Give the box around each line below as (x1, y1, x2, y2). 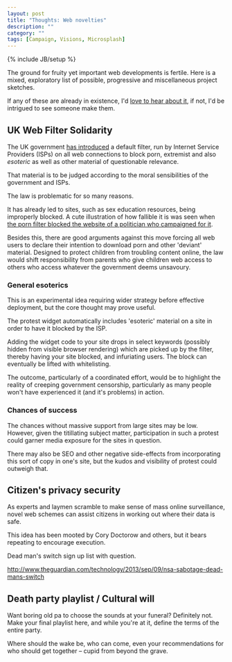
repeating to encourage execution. (7, 538, 106, 547)
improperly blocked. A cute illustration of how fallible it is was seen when (7, 213, 215, 221)
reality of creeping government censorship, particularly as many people (7, 381, 212, 389)
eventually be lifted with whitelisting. (7, 360, 111, 368)
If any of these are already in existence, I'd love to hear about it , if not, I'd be (7, 97, 225, 105)
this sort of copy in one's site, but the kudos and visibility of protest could (7, 456, 217, 465)
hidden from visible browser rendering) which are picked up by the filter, (7, 345, 214, 354)
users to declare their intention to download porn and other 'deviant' (7, 240, 202, 249)
